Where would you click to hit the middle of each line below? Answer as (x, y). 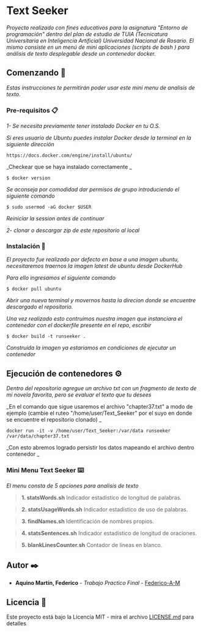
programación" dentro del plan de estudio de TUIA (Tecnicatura (87, 34)
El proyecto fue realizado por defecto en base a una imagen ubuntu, (93, 259)
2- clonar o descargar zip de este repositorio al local (73, 231)
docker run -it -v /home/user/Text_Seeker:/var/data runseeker (89, 431)
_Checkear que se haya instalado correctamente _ (69, 167)
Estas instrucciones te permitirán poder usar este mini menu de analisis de (101, 87)
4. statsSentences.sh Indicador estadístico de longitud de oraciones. (109, 533)
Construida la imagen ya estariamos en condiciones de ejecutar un (91, 348)
